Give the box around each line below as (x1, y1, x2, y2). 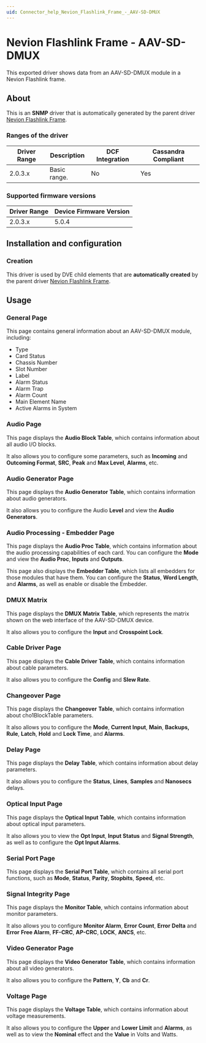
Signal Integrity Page (6, 889, 71, 898)
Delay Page (6, 746, 41, 754)
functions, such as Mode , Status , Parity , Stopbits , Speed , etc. (6, 875, 166, 882)
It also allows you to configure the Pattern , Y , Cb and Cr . (6, 976, 150, 983)
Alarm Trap (15, 385, 44, 393)
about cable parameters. (6, 664, 69, 671)
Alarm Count (15, 391, 48, 399)
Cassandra (152, 147, 185, 155)
